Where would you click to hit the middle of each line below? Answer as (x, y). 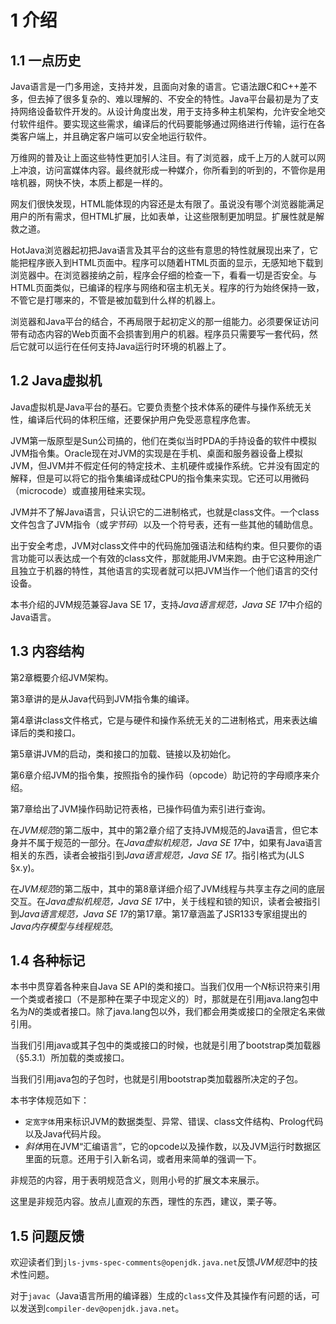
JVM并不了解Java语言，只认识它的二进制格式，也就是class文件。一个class (165, 512)
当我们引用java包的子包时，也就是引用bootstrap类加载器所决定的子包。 (157, 1079)
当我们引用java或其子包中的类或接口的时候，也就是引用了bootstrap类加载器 (166, 1045)
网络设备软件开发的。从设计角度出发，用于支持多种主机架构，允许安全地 (167, 111)
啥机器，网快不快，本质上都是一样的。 (89, 182)
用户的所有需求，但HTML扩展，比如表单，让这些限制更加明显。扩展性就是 (163, 216)
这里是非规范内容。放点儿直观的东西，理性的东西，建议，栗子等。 (146, 1202)
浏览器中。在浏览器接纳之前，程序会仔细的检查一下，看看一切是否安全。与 (163, 275)
